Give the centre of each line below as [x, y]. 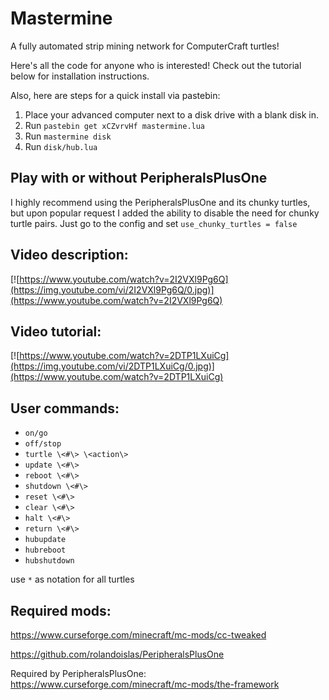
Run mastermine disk [68, 136]
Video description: [69, 255]
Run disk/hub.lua [61, 146]
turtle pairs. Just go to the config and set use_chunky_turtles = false [154, 223]
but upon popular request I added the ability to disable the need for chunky [165, 213]
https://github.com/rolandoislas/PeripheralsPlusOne [117, 654]
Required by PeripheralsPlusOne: [78, 673]
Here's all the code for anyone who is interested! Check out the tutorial [156, 65]
